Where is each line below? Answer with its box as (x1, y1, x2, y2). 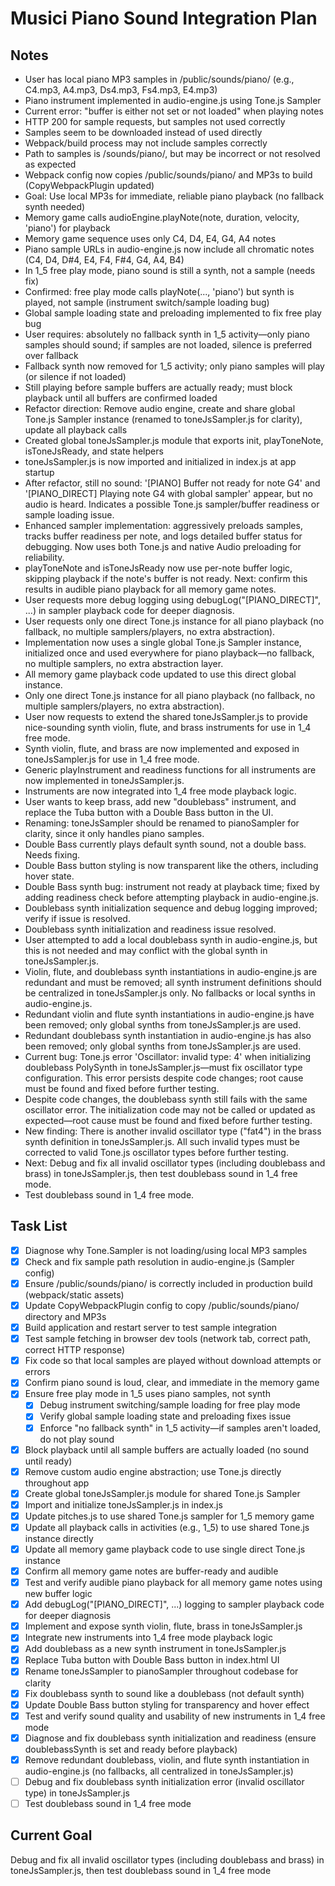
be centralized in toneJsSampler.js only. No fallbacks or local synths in (24, 987, 316, 999)
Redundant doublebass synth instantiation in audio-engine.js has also (24, 1030, 312, 1041)
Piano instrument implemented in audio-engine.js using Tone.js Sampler (24, 95, 322, 106)
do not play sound (39, 1433, 115, 1445)
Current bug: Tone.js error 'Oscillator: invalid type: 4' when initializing (24, 1051, 312, 1062)
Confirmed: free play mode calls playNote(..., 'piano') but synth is (24, 286, 295, 297)
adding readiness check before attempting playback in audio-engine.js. (24, 892, 320, 903)
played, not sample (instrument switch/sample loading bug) (24, 297, 270, 308)
